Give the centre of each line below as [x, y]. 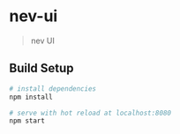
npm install [31, 97]
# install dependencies [53, 89]
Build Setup [41, 68]
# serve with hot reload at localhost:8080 [90, 113]
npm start [27, 121]
